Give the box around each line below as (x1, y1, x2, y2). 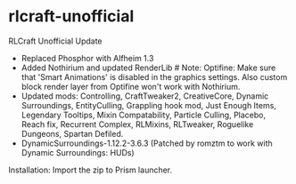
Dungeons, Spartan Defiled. (21, 128, 124, 139)
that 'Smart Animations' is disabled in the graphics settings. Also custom (21, 71, 288, 82)
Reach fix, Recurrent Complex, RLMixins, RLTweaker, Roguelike (21, 118, 254, 130)
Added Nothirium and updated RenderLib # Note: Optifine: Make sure (21, 62, 276, 73)
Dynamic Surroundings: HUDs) (21, 147, 135, 157)
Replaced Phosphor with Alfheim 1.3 (21, 52, 154, 63)
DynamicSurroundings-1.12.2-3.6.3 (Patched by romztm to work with (21, 138, 273, 148)
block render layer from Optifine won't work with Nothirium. (21, 81, 241, 92)
